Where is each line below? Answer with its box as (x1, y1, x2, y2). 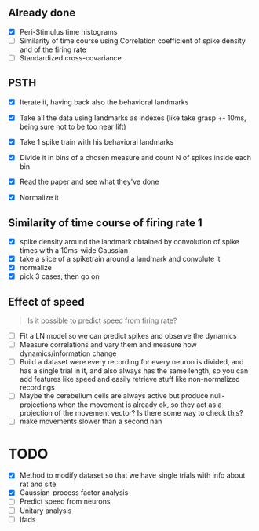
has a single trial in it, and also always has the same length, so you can (19, 366, 249, 375)
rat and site (19, 479, 57, 489)
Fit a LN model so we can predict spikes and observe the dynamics (19, 331, 237, 341)
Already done (8, 6, 76, 20)
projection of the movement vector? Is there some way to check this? (19, 408, 243, 418)
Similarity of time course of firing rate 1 (8, 216, 202, 229)
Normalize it (19, 192, 59, 203)
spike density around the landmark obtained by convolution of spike (19, 237, 239, 246)
